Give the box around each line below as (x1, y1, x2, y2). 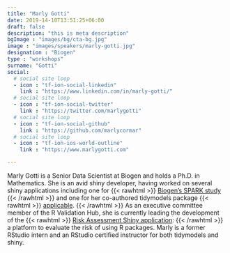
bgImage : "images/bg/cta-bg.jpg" (7, 36, 108, 43)
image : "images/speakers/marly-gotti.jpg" (7, 43, 136, 49)
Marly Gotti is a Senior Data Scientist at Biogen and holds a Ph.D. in (7, 171, 200, 180)
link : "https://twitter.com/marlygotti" (20, 107, 141, 114)
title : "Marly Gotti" (7, 10, 70, 17)
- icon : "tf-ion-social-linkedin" (13, 82, 117, 89)
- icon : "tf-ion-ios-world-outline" (13, 140, 123, 147)
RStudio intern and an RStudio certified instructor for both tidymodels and (7, 231, 219, 239)
